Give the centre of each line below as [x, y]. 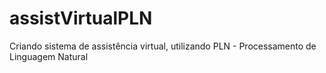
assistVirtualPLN [81, 18]
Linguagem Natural [49, 56]
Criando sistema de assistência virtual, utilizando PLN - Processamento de [163, 46]
